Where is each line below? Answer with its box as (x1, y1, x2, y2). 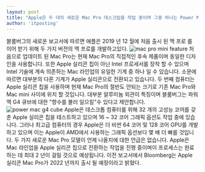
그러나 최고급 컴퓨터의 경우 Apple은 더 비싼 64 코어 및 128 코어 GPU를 (19, 121, 187, 128)
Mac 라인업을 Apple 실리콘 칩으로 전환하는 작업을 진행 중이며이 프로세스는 (6, 144, 183, 151)
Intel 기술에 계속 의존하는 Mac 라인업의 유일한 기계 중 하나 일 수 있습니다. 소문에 (6, 68, 197, 75)
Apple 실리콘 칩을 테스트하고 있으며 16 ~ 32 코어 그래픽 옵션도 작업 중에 (12, 114, 184, 121)
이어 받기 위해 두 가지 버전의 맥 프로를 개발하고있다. (6, 45, 128, 52)
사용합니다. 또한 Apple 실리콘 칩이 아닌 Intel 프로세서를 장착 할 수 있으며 (17, 60, 189, 67)
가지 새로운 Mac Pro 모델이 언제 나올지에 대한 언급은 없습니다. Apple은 (20, 136, 190, 143)
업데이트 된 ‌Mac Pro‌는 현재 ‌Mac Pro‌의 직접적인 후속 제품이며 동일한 (22, 53, 185, 60)
